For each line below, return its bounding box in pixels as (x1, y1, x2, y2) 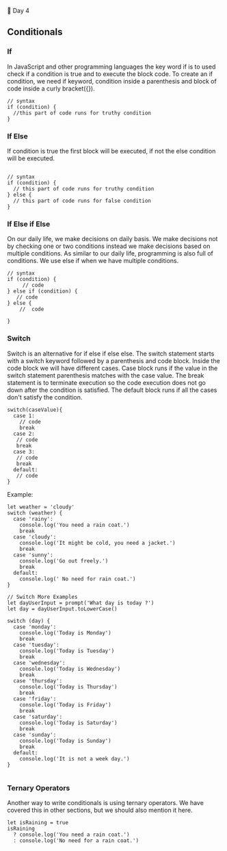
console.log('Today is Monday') (19, 629, 111, 637)
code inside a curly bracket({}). (7, 84, 96, 92)
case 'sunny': (13, 552, 53, 558)
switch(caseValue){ (7, 406, 63, 413)
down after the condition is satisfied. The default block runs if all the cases (7, 386, 217, 394)
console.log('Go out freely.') (19, 557, 109, 565)
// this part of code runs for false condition (13, 197, 152, 204)
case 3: (13, 448, 36, 455)
